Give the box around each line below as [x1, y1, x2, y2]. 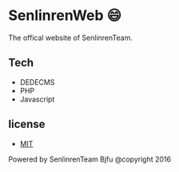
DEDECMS [19, 77, 55, 86]
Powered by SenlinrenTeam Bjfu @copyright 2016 [8, 154, 172, 164]
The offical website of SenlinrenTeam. [8, 33, 133, 42]
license [8, 118, 46, 131]
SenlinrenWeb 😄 [8, 6, 122, 25]
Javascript [19, 94, 55, 104]
